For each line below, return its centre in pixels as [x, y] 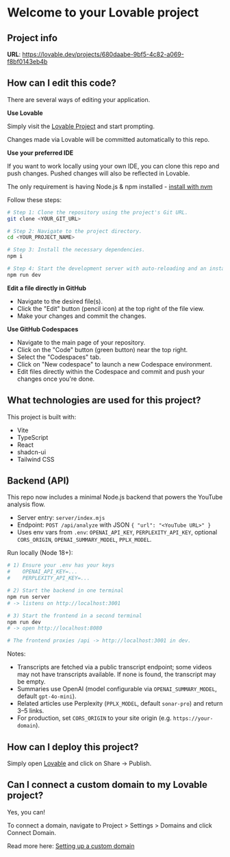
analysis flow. [26, 504]
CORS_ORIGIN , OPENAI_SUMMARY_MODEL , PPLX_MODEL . [84, 540]
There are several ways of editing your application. [79, 99]
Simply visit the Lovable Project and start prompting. [81, 126]
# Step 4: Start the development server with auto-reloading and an [107, 269]
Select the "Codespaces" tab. [59, 357]
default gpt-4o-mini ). [47, 696]
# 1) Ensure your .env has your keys [61, 566]
